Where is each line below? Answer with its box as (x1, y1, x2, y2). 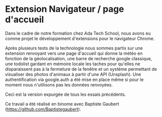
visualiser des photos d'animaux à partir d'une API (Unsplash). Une (5, 71, 141, 77)
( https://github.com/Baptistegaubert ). (5, 106, 81, 112)
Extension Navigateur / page (5, 3, 124, 15)
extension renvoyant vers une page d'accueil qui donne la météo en (5, 50, 143, 56)
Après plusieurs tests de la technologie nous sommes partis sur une (5, 45, 143, 51)
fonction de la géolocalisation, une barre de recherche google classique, (5, 55, 152, 61)
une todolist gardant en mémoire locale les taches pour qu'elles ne (5, 61, 140, 67)
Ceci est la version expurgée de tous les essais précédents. (5, 91, 126, 97)
